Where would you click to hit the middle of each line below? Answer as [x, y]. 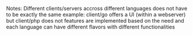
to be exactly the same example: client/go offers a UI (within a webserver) [96, 15]
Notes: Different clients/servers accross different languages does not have [97, 8]
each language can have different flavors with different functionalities [91, 27]
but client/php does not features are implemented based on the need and [95, 21]
